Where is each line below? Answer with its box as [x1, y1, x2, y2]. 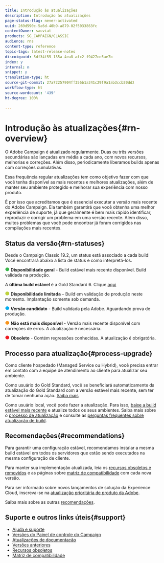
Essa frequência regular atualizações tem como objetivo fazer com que [5, 174, 149, 180]
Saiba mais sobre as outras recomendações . [5, 499, 95, 505]
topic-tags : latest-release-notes [5, 49, 76, 54]
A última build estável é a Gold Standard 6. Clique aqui [5, 282, 117, 288]
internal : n [5, 65, 29, 69]
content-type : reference [5, 44, 56, 49]
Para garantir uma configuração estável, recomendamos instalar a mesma [5, 445, 154, 450]
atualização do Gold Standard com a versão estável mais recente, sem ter [5, 387, 154, 393]
